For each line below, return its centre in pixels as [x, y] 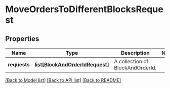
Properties [22, 39]
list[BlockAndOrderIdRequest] [72, 64]
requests [19, 64]
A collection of [131, 61]
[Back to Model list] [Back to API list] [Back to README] [63, 80]
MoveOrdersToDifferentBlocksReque [84, 9]
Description [135, 53]
